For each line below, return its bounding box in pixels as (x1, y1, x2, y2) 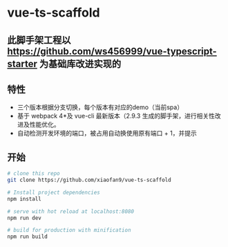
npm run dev (7, 214, 41, 221)
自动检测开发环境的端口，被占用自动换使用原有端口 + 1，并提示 (17, 129, 197, 138)
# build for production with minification (7, 227, 131, 234)
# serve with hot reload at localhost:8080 (7, 208, 135, 215)
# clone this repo (7, 170, 60, 177)
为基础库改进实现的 (39, 57, 122, 70)
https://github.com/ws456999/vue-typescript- (7, 45, 218, 57)
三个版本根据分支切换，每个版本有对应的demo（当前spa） (17, 103, 184, 111)
